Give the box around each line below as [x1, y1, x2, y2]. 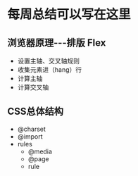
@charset [17, 125, 46, 133]
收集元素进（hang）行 [17, 65, 82, 74]
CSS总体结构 [7, 106, 64, 118]
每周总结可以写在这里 [7, 6, 132, 23]
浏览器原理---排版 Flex [7, 37, 106, 49]
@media [27, 147, 53, 156]
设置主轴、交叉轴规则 [17, 57, 80, 65]
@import [17, 132, 44, 141]
